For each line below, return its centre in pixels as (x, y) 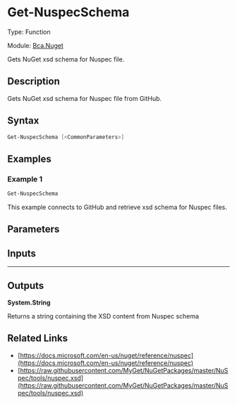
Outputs (26, 286)
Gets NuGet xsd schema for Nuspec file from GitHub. (85, 98)
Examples (29, 159)
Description (34, 82)
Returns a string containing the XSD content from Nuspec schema (103, 316)
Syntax (23, 121)
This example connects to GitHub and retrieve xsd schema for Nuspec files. (117, 207)
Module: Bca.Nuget (35, 45)
